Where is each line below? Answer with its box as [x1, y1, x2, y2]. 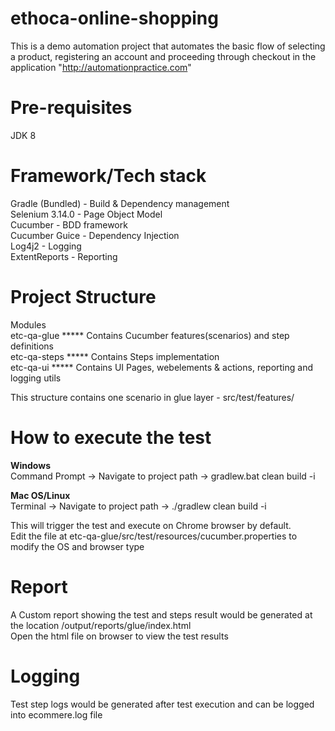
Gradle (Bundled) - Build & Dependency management [10, 197, 230, 209]
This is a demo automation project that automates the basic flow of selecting [10, 40, 326, 52]
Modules [10, 318, 47, 331]
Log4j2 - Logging [10, 240, 82, 252]
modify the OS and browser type [10, 540, 145, 552]
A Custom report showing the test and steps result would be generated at [10, 608, 313, 621]
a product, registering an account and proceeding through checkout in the [10, 50, 317, 62]
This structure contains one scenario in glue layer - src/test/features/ [10, 391, 295, 403]
